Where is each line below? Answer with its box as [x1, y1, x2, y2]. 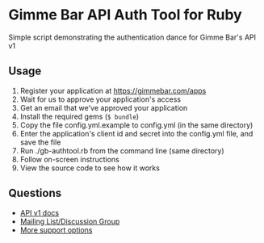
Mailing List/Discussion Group [19, 216, 120, 226]
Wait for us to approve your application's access [19, 94, 182, 104]
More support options [19, 224, 93, 235]
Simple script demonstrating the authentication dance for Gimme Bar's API [8, 32, 257, 42]
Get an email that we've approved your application [19, 103, 188, 112]
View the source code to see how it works [19, 163, 160, 173]
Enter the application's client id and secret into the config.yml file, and [19, 128, 254, 138]
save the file [19, 137, 61, 147]
